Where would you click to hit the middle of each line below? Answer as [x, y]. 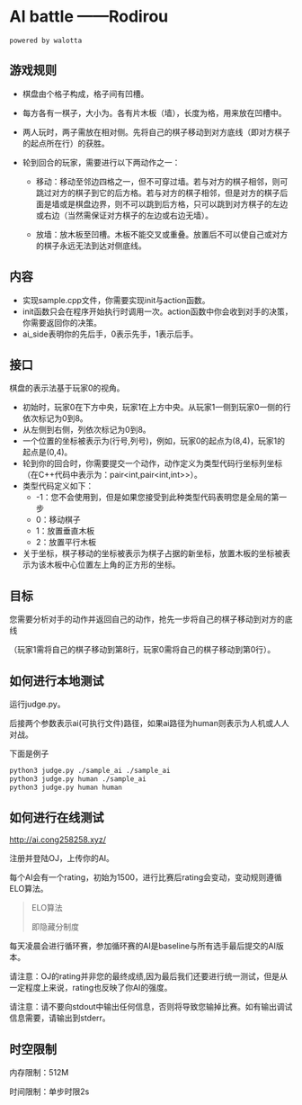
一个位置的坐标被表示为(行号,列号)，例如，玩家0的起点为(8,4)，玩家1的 [154, 441]
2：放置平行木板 [66, 543]
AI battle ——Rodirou [89, 17]
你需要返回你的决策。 [62, 322]
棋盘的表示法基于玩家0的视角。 [67, 388]
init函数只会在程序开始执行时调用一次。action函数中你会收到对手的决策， [157, 311]
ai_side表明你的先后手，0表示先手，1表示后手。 [110, 334]
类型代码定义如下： [58, 486]
